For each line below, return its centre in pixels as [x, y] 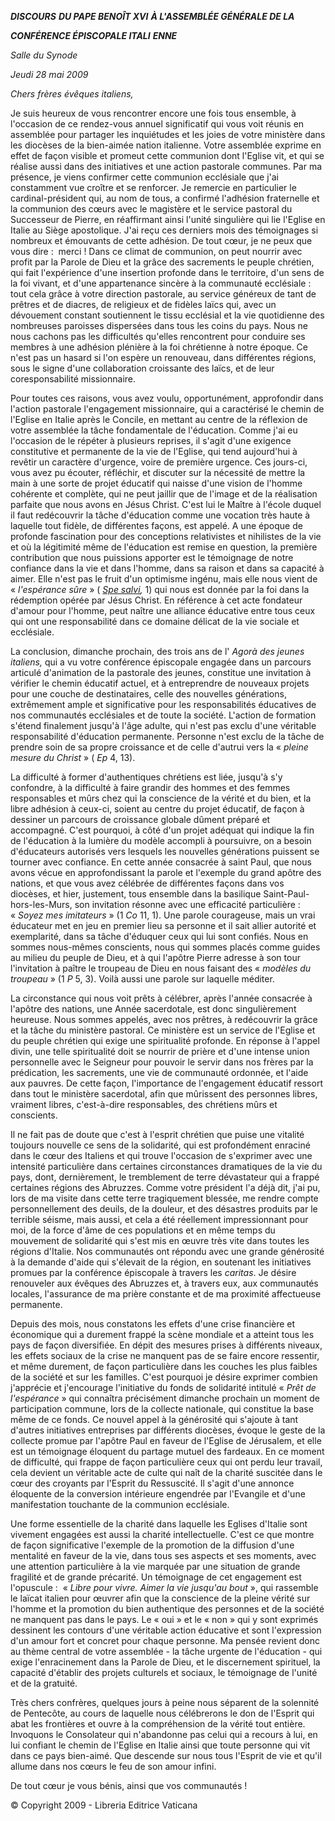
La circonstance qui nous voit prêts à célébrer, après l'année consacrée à [161, 998]
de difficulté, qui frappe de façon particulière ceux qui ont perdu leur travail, [166, 1462]
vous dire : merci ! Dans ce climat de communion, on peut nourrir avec [156, 251]
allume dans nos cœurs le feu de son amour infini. [113, 1766]
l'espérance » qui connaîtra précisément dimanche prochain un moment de [165, 1398]
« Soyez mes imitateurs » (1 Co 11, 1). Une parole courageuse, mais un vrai [163, 915]
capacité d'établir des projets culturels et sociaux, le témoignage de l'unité [164, 1672]
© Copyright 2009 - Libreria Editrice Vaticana [104, 1805]
